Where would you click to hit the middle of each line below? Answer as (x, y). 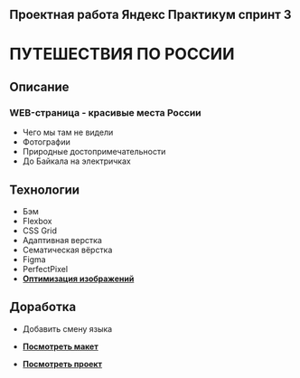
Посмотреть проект (62, 364)
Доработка (43, 307)
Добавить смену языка (67, 328)
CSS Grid (39, 231)
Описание (39, 86)
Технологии (44, 189)
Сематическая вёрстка (67, 250)
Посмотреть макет (61, 346)
